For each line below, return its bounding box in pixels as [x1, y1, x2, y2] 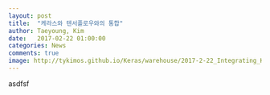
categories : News [8, 42, 67, 50]
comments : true [8, 49, 59, 57]
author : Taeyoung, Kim [8, 27, 84, 35]
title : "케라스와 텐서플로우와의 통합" [8, 19, 124, 27]
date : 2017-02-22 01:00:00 [8, 34, 106, 43]
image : [8, 57, 31, 65]
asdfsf [8, 78, 30, 89]
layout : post [8, 11, 52, 20]
